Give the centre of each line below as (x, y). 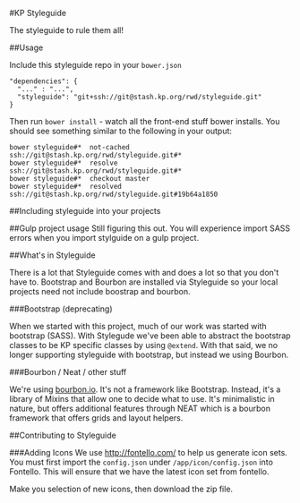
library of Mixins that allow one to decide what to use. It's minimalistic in (142, 399)
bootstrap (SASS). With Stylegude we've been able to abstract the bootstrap (150, 336)
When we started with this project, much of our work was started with (138, 326)
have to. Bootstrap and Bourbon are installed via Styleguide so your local (144, 282)
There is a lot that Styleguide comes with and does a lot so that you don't (144, 273)
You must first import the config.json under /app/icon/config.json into (141, 462)
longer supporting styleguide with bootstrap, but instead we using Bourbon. (149, 354)
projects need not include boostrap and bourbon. (100, 291)
